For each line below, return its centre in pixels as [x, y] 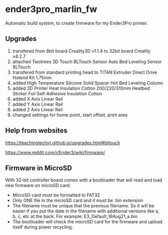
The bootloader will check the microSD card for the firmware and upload [88, 222]
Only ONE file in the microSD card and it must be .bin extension [78, 200]
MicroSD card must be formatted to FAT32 [56, 195]
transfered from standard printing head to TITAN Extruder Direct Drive [85, 72]
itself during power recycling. [43, 227]
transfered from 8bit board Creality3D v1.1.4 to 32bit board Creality [81, 51]
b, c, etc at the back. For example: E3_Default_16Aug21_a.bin [75, 216]
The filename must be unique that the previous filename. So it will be [83, 206]
